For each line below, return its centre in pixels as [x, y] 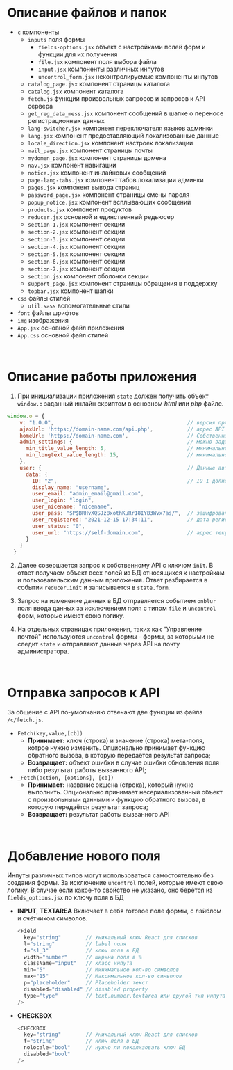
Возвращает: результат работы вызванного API [98, 815]
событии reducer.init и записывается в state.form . [94, 588]
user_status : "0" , [59, 526]
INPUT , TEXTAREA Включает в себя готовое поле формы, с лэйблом [119, 911]
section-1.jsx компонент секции [76, 224]
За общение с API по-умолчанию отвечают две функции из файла [105, 712]
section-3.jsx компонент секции [76, 239]
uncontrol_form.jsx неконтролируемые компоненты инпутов [128, 76]
